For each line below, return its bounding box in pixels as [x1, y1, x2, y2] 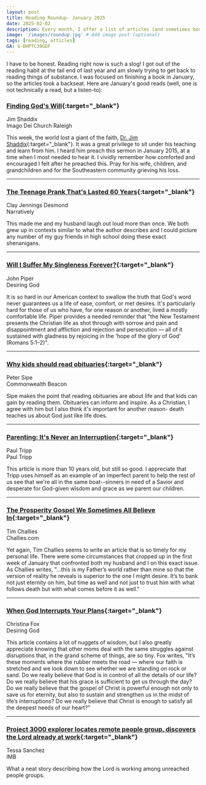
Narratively [6, 208, 35, 216]
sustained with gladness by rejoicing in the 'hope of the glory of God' [6, 332, 181, 340]
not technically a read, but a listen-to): [6, 86, 103, 93]
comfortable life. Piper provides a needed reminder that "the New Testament [6, 313, 200, 320]
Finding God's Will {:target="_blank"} [6, 101, 120, 110]
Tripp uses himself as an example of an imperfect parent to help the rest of [6, 472, 196, 479]
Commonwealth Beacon [6, 380, 67, 388]
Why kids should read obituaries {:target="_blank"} [6, 360, 162, 369]
